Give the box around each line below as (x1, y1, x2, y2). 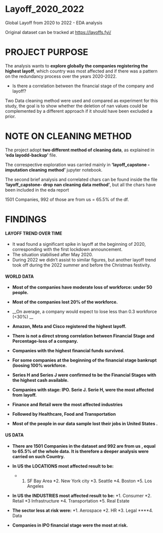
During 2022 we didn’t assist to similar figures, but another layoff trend (12, 257, 156, 263)
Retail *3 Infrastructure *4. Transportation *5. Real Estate (12, 498, 130, 503)
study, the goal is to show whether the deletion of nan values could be (5, 102, 148, 109)
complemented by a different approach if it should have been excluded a (5, 108, 153, 114)
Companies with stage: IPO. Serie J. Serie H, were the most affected (12, 387, 154, 393)
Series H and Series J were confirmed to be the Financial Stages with (12, 372, 157, 378)
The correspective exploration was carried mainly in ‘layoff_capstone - (5, 162, 150, 167)
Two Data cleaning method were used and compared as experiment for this (5, 98, 159, 103)
